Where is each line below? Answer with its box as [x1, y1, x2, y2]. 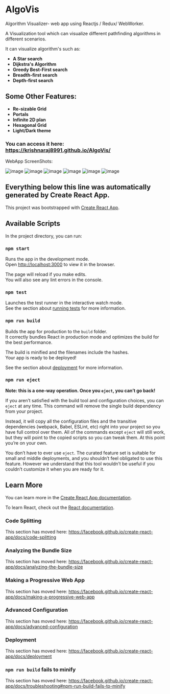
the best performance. [5, 339, 53, 345]
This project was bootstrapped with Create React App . [5, 204, 120, 211]
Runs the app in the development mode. [5, 256, 89, 262]
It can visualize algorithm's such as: [5, 45, 81, 52]
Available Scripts [5, 219, 60, 228]
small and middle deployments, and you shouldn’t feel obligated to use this [5, 455, 162, 461]
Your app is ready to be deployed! [5, 354, 77, 361]
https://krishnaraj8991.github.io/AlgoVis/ [5, 147, 111, 154]
